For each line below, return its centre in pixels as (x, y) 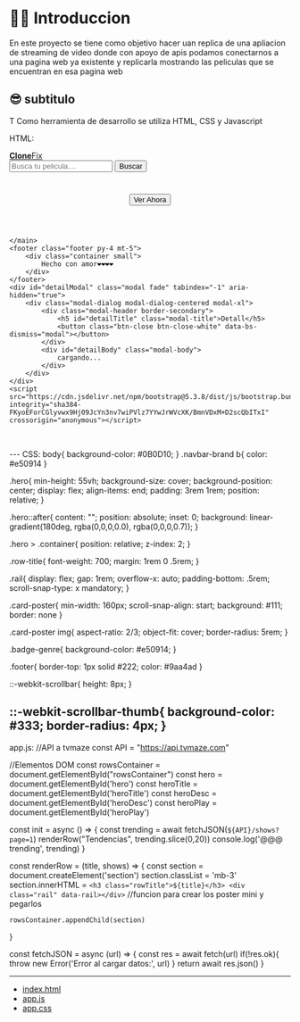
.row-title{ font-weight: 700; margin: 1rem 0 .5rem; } (104, 561)
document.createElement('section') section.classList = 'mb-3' (123, 875)
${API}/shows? (253, 830)
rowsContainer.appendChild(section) (77, 920)
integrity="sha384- (46, 404)
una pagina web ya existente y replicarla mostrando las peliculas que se (142, 62)
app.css (37, 1008)
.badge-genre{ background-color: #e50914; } (93, 649)
